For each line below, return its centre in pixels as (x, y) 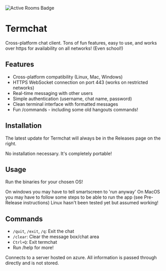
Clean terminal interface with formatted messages (65, 104)
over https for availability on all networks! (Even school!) (64, 48)
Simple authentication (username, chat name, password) (72, 99)
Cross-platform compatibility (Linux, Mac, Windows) (68, 76)
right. (11, 143)
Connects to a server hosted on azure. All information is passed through (81, 258)
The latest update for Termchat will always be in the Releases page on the (83, 138)
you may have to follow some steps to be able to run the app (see (74, 197)
